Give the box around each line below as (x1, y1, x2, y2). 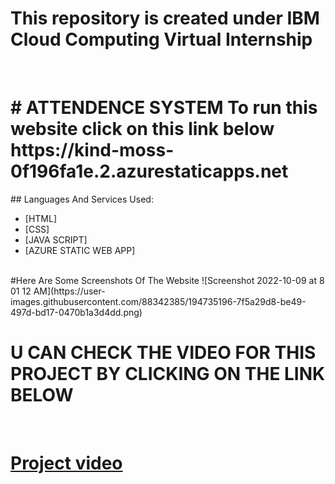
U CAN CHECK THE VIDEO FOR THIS (10, 342, 317, 364)
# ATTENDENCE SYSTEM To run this (10, 97, 318, 119)
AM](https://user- (33, 285, 106, 297)
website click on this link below (10, 118, 275, 141)
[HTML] (24, 212, 58, 224)
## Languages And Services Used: (10, 193, 154, 205)
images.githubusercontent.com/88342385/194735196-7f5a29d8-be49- (10, 295, 307, 307)
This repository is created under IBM (10, 7, 320, 30)
